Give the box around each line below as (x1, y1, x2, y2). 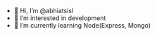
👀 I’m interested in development (13, 14, 106, 22)
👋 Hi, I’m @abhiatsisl (13, 7, 74, 15)
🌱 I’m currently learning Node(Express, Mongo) (13, 21, 151, 29)
